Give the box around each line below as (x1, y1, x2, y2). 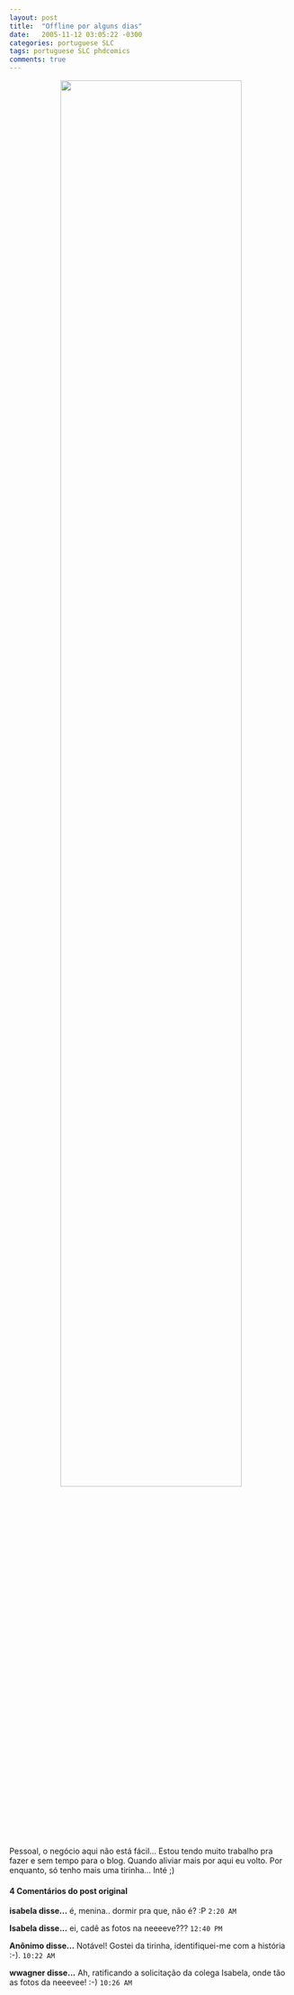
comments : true (9, 55, 67, 64)
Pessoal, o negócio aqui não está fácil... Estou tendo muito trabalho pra (9, 1845, 273, 1856)
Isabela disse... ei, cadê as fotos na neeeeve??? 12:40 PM (9, 1923, 223, 1934)
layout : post (9, 13, 58, 23)
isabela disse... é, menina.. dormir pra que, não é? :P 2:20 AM (9, 1906, 236, 1917)
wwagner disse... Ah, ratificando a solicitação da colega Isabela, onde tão (9, 1967, 286, 1979)
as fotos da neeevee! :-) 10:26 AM (9, 1977, 133, 1988)
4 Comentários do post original (9, 1885, 129, 1896)
